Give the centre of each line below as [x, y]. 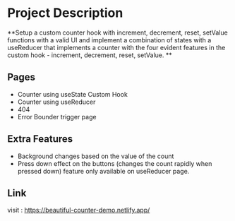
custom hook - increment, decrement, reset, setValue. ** [90, 55]
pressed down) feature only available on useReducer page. [103, 171]
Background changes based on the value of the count [96, 156]
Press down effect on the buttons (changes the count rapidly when [115, 163]
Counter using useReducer [56, 102]
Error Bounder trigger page [57, 117]
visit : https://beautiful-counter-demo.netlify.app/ [79, 210]
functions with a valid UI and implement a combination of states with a [109, 40]
